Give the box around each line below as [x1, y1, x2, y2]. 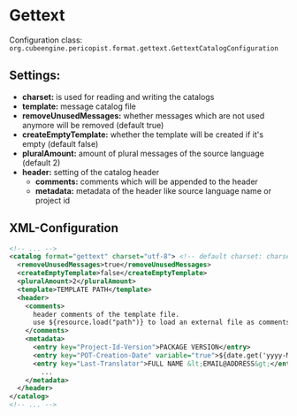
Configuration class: [9, 35, 83, 45]
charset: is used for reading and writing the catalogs [21, 91, 215, 102]
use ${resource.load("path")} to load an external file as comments [32, 318, 291, 327]
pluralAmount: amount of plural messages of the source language [21, 148, 265, 158]
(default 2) [21, 157, 61, 168]
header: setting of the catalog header [21, 166, 160, 177]
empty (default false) [21, 138, 99, 149]
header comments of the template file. [32, 310, 179, 319]
